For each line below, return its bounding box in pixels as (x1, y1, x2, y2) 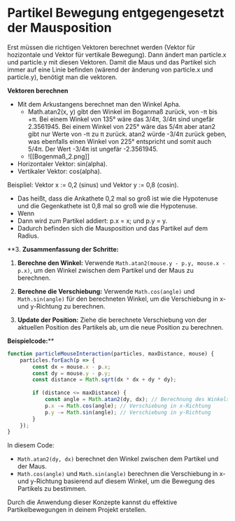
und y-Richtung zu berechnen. (17, 302, 106, 310)
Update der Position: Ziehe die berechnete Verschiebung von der (17, 316, 208, 324)
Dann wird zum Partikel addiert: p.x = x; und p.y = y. (17, 216, 168, 225)
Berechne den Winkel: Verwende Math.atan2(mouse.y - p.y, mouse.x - (17, 258, 226, 267)
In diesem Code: (7, 441, 55, 449)
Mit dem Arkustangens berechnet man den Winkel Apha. (17, 100, 181, 108)
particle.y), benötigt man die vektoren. (7, 72, 117, 81)
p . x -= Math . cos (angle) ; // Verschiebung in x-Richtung (44, 402, 211, 410)
